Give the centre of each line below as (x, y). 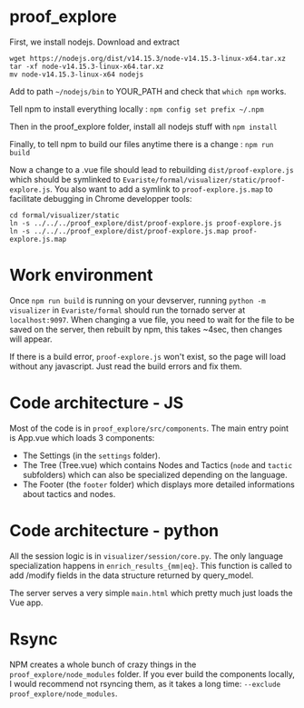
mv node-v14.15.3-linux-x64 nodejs (77, 75)
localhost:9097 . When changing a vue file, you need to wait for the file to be (152, 319)
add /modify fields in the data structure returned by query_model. (132, 575)
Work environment (81, 275)
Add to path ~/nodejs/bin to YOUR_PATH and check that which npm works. (148, 91)
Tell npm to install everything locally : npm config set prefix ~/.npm (137, 109)
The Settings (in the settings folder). (91, 455)
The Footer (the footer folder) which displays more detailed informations (158, 484)
